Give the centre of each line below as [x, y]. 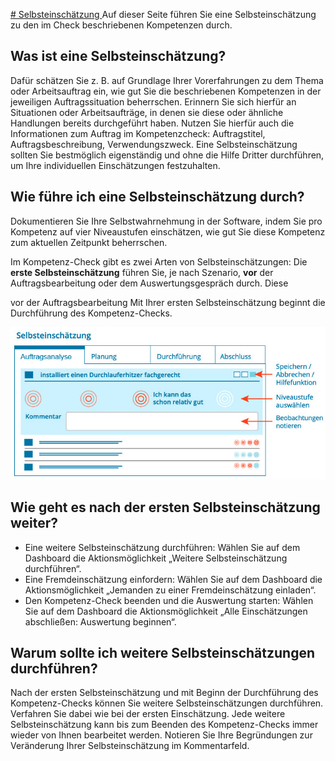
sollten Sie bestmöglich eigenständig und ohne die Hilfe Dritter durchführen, [167, 155]
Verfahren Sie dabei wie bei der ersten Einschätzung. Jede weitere [148, 714]
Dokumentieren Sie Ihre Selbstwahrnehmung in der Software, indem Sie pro [166, 221]
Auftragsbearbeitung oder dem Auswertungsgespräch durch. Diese [149, 283]
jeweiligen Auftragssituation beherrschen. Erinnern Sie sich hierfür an [153, 101]
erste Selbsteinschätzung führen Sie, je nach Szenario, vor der [142, 272]
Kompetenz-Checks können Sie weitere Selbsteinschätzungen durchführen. [167, 703]
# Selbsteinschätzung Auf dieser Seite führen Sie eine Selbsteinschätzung [163, 14]
